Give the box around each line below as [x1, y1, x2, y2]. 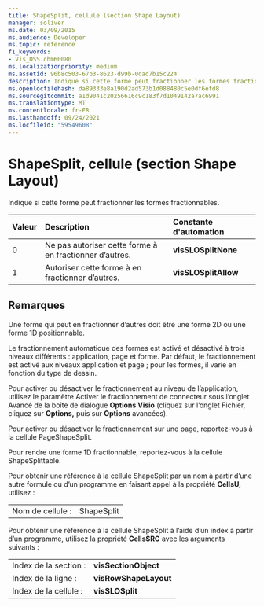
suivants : [8, 542, 39, 551]
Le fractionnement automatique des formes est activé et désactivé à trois [8, 343, 245, 352]
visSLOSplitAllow [172, 267, 239, 278]
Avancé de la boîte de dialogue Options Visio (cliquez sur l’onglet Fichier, [8, 400, 246, 410]
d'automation [172, 226, 225, 237]
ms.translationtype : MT [8, 99, 86, 107]
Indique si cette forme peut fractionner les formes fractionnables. [8, 197, 220, 207]
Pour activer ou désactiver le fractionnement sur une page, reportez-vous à [8, 424, 253, 433]
